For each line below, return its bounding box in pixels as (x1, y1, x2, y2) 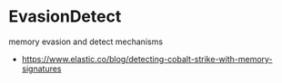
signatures (21, 63, 62, 74)
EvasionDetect (8, 6, 122, 27)
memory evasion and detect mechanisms (8, 36, 164, 47)
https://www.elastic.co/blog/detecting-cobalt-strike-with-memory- (21, 53, 274, 64)
